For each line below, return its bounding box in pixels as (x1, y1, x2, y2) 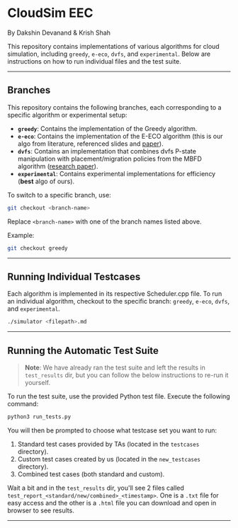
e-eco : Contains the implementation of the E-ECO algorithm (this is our (17, 132, 223, 140)
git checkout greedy (7, 244, 69, 252)
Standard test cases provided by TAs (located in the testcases (17, 440, 200, 448)
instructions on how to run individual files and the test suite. (7, 57, 182, 65)
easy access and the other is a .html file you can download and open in (7, 498, 217, 507)
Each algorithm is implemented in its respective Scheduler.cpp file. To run (7, 289, 222, 298)
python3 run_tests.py (7, 413, 72, 420)
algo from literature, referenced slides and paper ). (17, 139, 164, 148)
